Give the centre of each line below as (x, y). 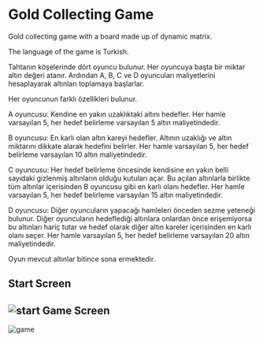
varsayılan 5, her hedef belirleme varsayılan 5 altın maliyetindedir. (114, 122)
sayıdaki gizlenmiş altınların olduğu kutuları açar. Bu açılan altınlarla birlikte (129, 178)
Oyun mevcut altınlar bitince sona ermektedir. (82, 258)
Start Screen (40, 284)
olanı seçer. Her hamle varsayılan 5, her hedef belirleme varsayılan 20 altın (129, 235)
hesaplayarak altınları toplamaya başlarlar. (76, 84)
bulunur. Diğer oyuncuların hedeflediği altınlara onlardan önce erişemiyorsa (130, 218)
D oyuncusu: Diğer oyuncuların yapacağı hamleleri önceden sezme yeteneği (132, 210)
